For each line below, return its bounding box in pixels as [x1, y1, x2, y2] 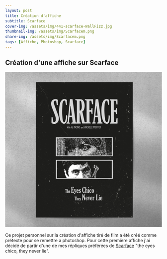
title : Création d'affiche [5, 13, 61, 18]
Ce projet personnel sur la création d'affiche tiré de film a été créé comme [5, 232, 157, 238]
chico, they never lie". [5, 248, 50, 254]
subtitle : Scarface [5, 18, 46, 23]
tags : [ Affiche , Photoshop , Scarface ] [5, 40, 85, 45]
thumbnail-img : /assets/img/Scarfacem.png [5, 29, 94, 34]
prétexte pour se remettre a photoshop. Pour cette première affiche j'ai [5, 238, 150, 244]
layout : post [5, 8, 32, 13]
